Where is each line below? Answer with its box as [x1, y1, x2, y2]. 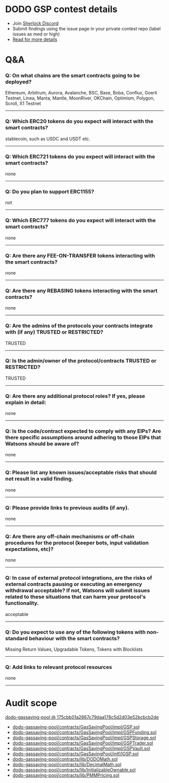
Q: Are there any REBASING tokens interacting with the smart [5, 287, 157, 294]
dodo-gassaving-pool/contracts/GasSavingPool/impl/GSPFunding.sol [12, 729, 157, 736]
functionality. [5, 600, 39, 607]
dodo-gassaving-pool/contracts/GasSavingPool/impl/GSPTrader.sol [12, 740, 153, 746]
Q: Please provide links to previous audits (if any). [5, 504, 129, 511]
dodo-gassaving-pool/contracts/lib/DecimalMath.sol [12, 761, 122, 768]
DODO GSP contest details [5, 4, 118, 15]
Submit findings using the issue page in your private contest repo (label [12, 25, 161, 31]
